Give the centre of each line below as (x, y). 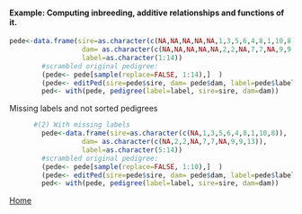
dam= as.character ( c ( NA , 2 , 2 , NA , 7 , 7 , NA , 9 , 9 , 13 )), (174, 142)
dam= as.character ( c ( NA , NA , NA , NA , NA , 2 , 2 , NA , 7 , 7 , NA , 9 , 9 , (188, 49)
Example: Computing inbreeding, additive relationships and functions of (147, 13)
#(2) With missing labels (81, 125)
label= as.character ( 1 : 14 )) (132, 58)
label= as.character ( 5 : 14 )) (132, 150)
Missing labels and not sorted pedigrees (84, 109)
